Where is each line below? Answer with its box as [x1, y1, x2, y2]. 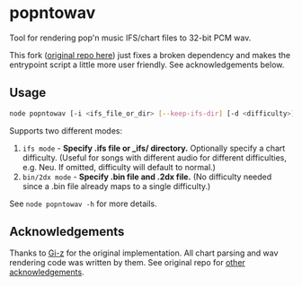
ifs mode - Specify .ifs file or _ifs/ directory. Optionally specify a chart [22, 143, 286, 153]
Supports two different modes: [9, 125, 123, 136]
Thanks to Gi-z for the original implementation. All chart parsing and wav [9, 247, 279, 258]
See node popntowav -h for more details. [9, 198, 157, 209]
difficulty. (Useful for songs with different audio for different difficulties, [22, 152, 288, 163]
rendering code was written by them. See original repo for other [9, 257, 245, 268]
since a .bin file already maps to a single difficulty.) [22, 180, 211, 191]
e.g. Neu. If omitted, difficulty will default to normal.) [22, 161, 216, 172]
